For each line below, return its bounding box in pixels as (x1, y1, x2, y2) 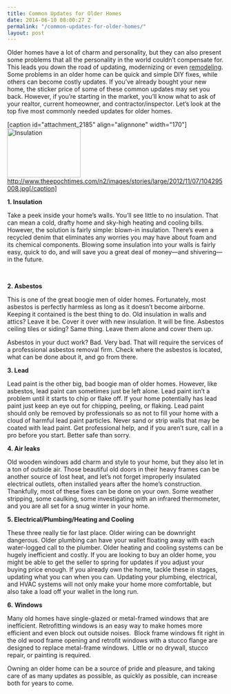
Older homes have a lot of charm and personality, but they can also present (7, 48, 222, 57)
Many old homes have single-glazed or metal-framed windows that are (7, 615, 209, 623)
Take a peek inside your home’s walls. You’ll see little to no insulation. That (7, 212, 219, 220)
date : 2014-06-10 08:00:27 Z (7, 17, 91, 24)
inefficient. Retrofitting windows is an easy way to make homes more (7, 621, 203, 630)
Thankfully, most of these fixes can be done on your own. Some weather (7, 487, 214, 496)
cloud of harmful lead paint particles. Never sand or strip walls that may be (7, 416, 219, 425)
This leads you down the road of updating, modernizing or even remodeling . (7, 63, 223, 71)
